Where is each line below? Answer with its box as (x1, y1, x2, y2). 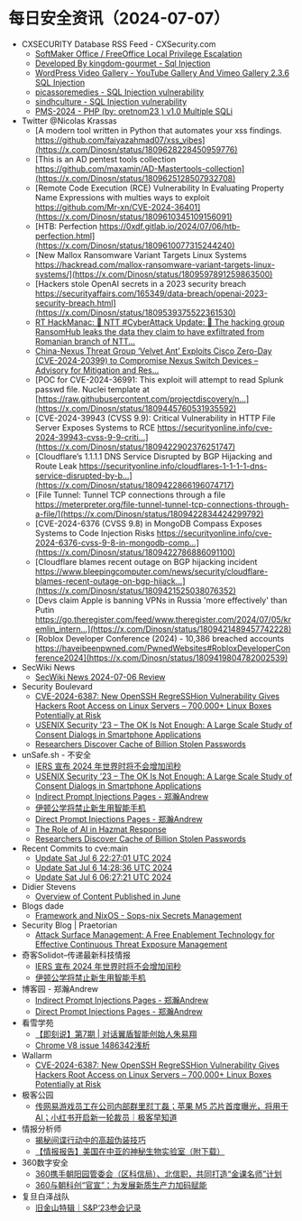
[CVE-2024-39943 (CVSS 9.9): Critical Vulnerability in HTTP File (34, 412, 276, 423)
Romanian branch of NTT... (34, 336, 136, 347)
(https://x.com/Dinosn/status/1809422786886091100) (34, 547, 236, 558)
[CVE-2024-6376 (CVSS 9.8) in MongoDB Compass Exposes (34, 518, 262, 529)
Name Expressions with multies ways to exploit (34, 191, 210, 203)
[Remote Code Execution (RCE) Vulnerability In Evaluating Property (34, 182, 285, 193)
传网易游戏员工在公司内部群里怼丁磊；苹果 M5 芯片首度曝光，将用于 (34, 1100, 289, 1111)
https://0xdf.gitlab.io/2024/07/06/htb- (99, 220, 241, 231)
